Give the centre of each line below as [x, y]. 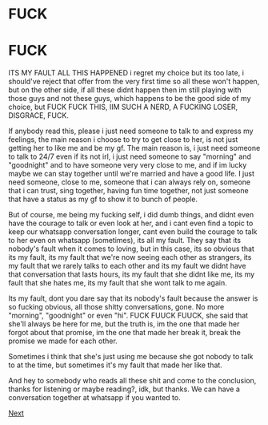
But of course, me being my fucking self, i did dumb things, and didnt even [131, 215]
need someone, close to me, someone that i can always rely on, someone [130, 182]
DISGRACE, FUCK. [39, 115]
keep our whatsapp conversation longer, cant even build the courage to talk [133, 232]
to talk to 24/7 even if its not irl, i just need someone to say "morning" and [130, 156]
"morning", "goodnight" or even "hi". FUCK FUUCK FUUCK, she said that [128, 316]
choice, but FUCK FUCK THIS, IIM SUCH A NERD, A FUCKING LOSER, [123, 107]
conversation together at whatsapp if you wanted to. [95, 398]
